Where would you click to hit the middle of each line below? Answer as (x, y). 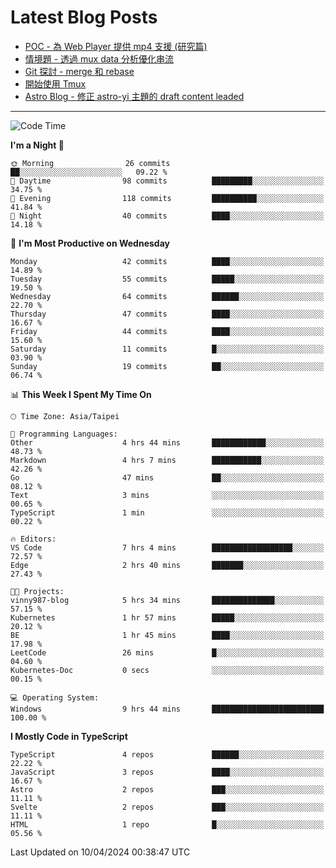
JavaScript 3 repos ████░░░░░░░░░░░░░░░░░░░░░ (167, 772)
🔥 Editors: (33, 539)
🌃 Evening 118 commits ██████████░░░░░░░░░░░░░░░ (167, 198)
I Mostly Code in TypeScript (69, 736)
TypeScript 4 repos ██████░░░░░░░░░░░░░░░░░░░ (167, 754)
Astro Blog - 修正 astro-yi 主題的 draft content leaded (134, 96)
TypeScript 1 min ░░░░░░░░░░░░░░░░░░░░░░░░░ (167, 512)
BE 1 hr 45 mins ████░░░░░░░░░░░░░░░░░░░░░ (167, 635)
